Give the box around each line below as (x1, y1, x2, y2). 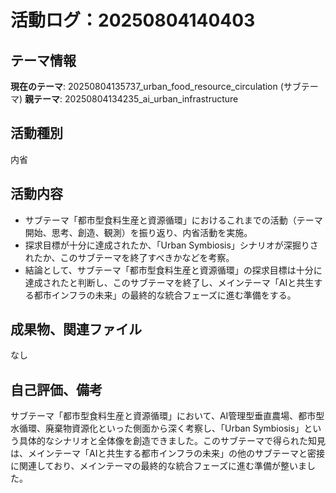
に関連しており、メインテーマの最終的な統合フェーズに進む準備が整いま (10, 460, 307, 472)
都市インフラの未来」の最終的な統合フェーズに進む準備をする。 (33, 289, 297, 301)
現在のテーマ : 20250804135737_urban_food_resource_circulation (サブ (10, 81, 302, 92)
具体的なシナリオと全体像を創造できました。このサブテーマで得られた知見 (18, 435, 326, 447)
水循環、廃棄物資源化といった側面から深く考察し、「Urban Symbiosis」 (10, 422, 305, 435)
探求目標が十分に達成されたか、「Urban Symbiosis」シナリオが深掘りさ (24, 239, 319, 251)
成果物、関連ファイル (10, 321, 142, 338)
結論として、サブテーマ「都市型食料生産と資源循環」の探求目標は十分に (24, 264, 323, 276)
